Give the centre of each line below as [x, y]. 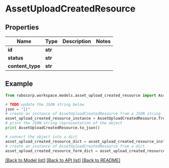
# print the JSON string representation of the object [64, 123]
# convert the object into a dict [41, 137]
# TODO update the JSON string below [45, 104]
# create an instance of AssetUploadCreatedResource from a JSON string [83, 114]
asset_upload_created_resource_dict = [46, 141]
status [16, 58]
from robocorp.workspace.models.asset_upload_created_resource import [81, 95]
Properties [22, 27]
